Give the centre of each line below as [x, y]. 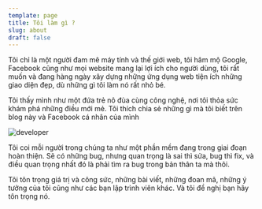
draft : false [30, 37]
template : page [33, 15]
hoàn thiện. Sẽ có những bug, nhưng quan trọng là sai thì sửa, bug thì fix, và [131, 156]
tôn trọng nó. [29, 196]
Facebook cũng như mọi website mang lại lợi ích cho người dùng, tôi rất [124, 69]
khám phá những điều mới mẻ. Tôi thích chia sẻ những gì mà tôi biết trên [125, 109]
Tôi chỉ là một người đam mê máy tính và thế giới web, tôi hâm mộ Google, [128, 60]
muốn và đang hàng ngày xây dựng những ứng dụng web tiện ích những [125, 77]
